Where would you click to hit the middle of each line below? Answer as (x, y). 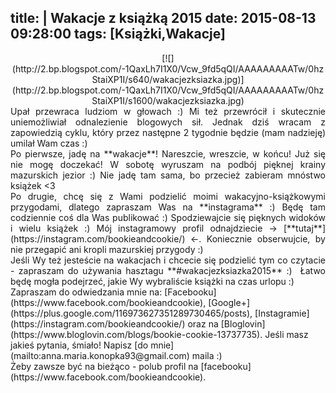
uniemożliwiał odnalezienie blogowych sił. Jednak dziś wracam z (168, 122)
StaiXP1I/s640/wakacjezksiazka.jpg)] (168, 79)
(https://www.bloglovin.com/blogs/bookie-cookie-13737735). (136, 334)
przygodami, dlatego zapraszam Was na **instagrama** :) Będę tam (168, 207)
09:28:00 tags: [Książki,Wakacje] (118, 34)
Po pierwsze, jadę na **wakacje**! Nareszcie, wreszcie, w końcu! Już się (168, 153)
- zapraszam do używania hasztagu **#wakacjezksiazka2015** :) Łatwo (168, 270)
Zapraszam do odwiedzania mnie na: (86, 292)
